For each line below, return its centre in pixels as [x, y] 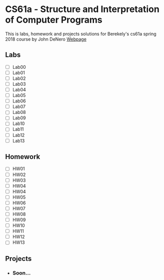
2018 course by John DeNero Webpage [46, 39]
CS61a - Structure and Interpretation [82, 9]
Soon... [21, 273]
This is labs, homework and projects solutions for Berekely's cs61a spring [81, 34]
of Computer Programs [54, 20]
